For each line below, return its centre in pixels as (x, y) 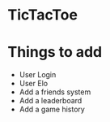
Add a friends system (55, 92)
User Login (38, 75)
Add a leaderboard (51, 101)
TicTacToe (43, 15)
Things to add (55, 52)
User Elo (34, 84)
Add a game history (52, 109)
